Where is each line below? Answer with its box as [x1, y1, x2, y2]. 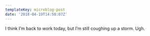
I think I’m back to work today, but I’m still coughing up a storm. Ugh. [5, 25, 145, 31]
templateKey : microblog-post [5, 7, 65, 12]
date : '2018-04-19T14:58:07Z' [5, 12, 68, 17]
